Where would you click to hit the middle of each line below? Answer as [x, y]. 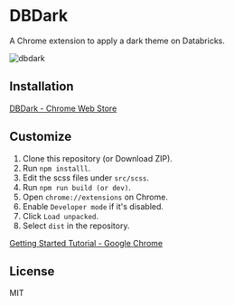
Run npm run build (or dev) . [76, 187]
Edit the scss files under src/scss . [86, 178]
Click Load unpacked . [61, 216]
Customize [41, 137]
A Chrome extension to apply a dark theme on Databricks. [117, 41]
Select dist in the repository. [76, 226]
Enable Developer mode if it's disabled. [93, 206]
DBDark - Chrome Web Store [63, 108]
